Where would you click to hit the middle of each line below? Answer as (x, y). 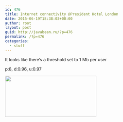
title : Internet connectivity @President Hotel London (62, 14)
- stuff (17, 46)
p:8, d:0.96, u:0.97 (23, 69)
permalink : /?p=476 (25, 37)
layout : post (18, 28)
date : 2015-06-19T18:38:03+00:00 (39, 18)
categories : (17, 41)
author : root (18, 23)
